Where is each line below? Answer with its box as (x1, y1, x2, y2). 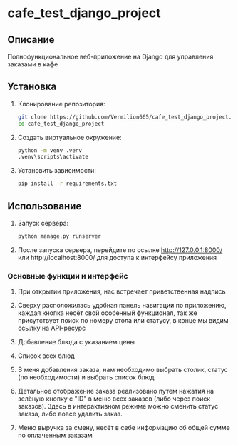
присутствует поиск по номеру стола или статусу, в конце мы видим (17, 316, 229, 325)
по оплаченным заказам (17, 431, 93, 440)
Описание (7, 34, 55, 46)
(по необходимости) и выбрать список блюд (17, 373, 155, 381)
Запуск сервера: (17, 219, 69, 227)
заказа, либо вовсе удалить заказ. (17, 409, 123, 419)
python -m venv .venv (17, 146, 82, 154)
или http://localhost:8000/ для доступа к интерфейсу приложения (17, 253, 217, 261)
